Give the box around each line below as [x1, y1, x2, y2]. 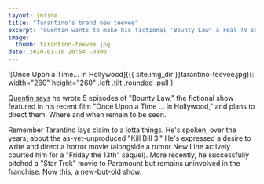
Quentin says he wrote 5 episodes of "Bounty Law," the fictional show [8, 94, 234, 102]
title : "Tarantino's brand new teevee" [8, 19, 139, 27]
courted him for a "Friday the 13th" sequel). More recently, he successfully [8, 150, 250, 160]
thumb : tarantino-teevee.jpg [15, 41, 111, 49]
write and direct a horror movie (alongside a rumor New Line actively [8, 142, 231, 151]
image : [8, 33, 30, 42]
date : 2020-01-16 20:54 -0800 [8, 48, 108, 56]
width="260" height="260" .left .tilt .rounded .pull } [8, 78, 174, 87]
